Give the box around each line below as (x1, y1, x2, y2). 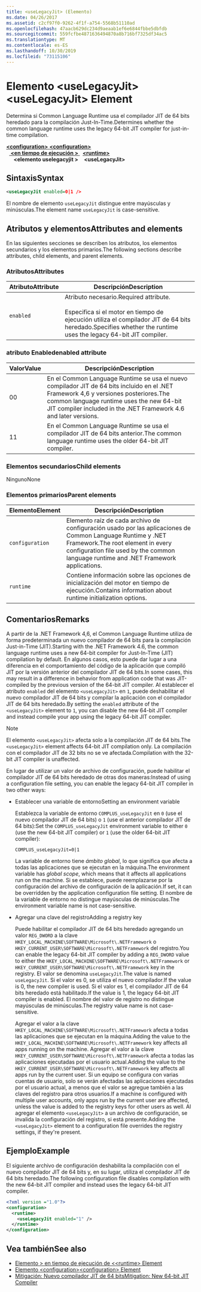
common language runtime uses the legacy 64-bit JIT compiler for (6, 124, 170, 132)
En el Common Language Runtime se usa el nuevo (47, 374, 188, 382)
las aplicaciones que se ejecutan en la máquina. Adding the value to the (14, 1033, 190, 1040)
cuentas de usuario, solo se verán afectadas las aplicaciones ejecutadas (14, 1077, 194, 1085)
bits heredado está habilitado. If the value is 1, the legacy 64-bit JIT (14, 989, 179, 996)
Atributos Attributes (6, 267, 65, 275)
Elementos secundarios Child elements (6, 462, 121, 471)
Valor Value (9, 364, 42, 373)
